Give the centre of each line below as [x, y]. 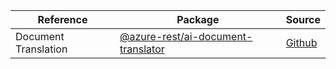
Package [198, 19]
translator [142, 49]
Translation [41, 49]
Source [303, 19]
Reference [62, 19]
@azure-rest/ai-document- [186, 36]
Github [301, 42]
